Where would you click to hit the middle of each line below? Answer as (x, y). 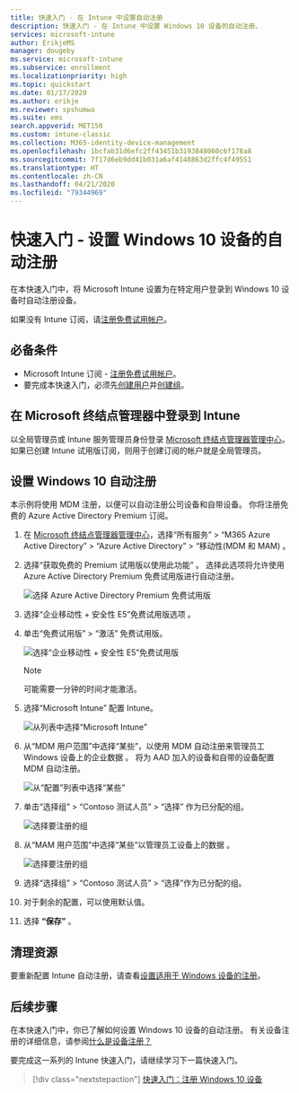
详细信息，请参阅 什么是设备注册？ (88, 1041)
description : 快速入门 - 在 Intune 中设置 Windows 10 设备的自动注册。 (136, 26)
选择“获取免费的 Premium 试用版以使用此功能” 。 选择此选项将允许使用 (154, 565)
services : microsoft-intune (63, 34)
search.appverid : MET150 (57, 127)
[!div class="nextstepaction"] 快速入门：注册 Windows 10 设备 (147, 1079)
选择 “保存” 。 (49, 922)
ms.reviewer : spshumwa (53, 109)
